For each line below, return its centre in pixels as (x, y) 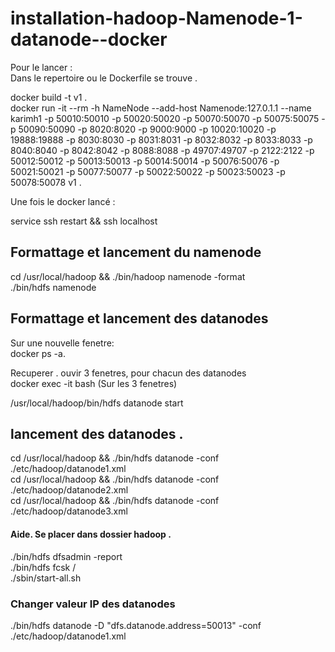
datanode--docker (89, 39)
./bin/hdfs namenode (53, 287)
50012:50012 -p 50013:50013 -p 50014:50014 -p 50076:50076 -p (145, 161)
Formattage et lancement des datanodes (139, 318)
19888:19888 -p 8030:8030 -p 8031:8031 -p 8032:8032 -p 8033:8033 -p (161, 139)
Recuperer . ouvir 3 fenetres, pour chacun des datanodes (128, 373)
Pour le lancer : (41, 67)
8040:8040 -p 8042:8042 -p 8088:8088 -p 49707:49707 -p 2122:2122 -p (162, 150)
